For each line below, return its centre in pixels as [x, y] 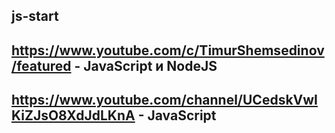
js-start [35, 16]
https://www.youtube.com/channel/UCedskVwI [165, 100]
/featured [41, 65]
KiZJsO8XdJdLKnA [73, 115]
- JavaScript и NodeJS [146, 65]
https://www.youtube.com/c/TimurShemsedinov [168, 50]
